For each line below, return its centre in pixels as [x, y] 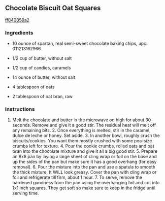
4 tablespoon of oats [33, 87]
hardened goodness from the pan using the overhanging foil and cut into [86, 183]
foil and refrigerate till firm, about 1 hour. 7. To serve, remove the [77, 177]
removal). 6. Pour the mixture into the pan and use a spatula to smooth [84, 167]
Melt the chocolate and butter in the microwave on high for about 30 [82, 120]
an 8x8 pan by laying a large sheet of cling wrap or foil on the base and [84, 157]
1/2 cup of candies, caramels [42, 68]
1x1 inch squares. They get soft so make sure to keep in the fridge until [84, 188]
